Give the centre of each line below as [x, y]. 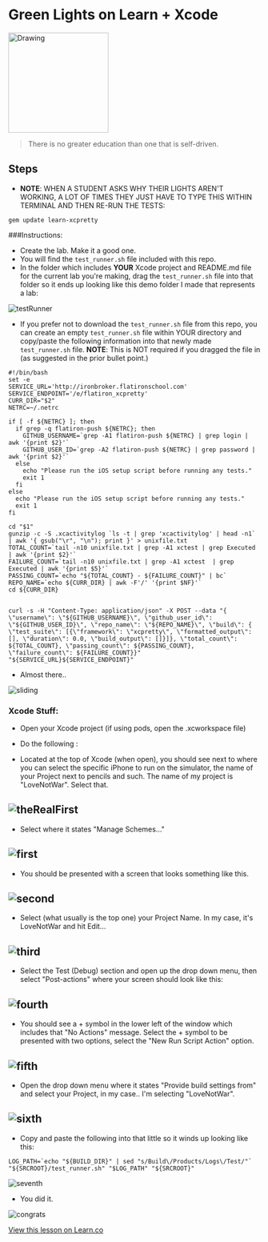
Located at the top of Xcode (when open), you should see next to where [138, 759]
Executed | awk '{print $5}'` [59, 569]
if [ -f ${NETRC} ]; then [51, 422]
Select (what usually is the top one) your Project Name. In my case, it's [136, 918]
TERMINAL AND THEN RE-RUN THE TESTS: [92, 205]
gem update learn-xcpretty [53, 220]
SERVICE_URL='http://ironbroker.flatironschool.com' [98, 387]
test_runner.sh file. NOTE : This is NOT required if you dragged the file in [140, 349]
